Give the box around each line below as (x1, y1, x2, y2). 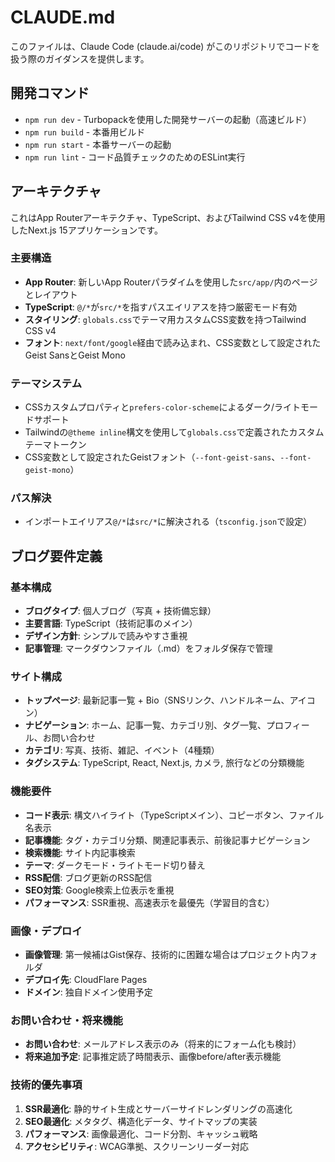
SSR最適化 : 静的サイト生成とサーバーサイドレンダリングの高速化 (24, 1102, 293, 1115)
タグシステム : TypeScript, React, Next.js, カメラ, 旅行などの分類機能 (24, 757, 305, 769)
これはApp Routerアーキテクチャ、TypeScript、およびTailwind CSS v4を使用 (10, 211, 326, 223)
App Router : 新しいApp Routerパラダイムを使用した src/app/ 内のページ (24, 276, 318, 288)
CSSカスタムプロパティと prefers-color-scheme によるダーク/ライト (24, 401, 302, 413)
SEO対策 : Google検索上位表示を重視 (24, 884, 175, 896)
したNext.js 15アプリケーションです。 (10, 224, 163, 236)
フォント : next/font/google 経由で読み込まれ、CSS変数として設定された (24, 336, 322, 348)
